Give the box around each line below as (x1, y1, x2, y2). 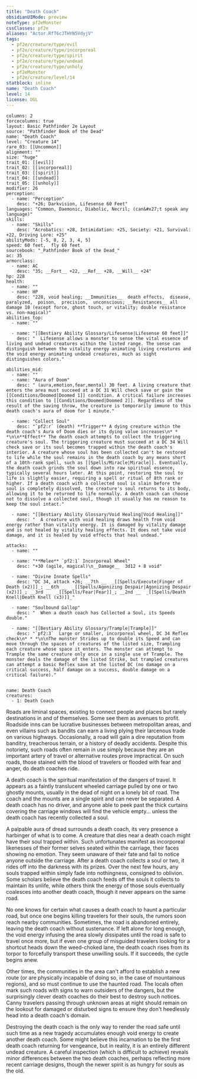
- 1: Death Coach (11, 697, 54, 704)
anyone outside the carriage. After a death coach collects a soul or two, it (6, 857, 185, 864)
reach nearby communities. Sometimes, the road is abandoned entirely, (6, 918, 180, 926)
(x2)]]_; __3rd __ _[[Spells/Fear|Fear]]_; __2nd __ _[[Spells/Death (6, 589, 186, 595)
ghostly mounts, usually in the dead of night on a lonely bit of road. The (6, 789, 180, 796)
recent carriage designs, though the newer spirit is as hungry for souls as (6, 1061, 185, 1068)
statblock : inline (6, 80, 51, 86)
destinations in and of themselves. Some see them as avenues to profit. (6, 714, 180, 722)
